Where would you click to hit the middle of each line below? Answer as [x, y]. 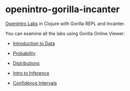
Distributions [26, 63]
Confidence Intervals [35, 83]
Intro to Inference [31, 73]
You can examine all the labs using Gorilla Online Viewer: [65, 33]
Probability [24, 53]
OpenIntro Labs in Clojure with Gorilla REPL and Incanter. [65, 24]
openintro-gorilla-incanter [63, 9]
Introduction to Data [34, 43]
